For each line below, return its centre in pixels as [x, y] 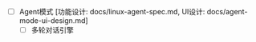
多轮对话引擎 [52, 30]
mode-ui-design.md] [54, 21]
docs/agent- [227, 11]
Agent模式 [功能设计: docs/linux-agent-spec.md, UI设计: [112, 11]
